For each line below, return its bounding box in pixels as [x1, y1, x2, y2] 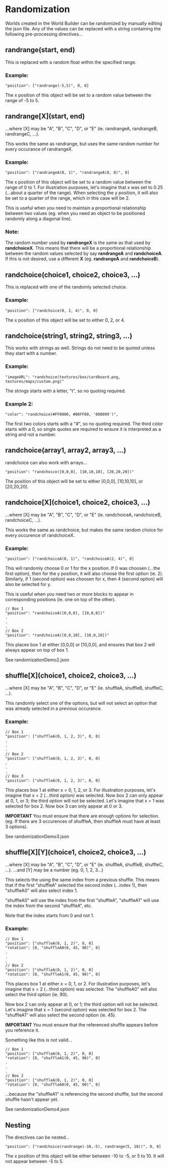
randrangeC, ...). [5, 130, 39, 137]
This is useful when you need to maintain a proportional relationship [5, 205, 146, 211]
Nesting [5, 1121, 31, 1130]
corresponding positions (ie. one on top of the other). [5, 596, 116, 602]
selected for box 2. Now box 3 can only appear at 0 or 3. [5, 803, 123, 809]
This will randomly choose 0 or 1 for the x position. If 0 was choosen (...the [5, 565, 160, 571]
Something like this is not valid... [5, 1037, 72, 1043]
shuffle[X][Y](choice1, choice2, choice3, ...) [5, 848, 146, 857]
